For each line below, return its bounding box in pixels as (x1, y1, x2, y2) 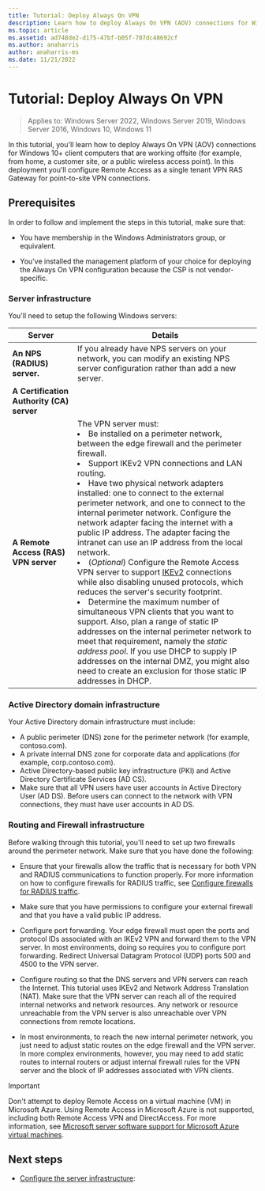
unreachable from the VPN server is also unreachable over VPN (19, 1008, 227, 1018)
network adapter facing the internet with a (77, 517, 233, 528)
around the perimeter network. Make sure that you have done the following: (8, 846, 254, 855)
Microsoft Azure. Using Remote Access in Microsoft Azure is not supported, (8, 1105, 255, 1114)
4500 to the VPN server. (19, 959, 99, 969)
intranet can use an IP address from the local (77, 537, 243, 548)
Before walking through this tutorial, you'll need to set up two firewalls (8, 837, 236, 847)
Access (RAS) (12, 547, 65, 558)
